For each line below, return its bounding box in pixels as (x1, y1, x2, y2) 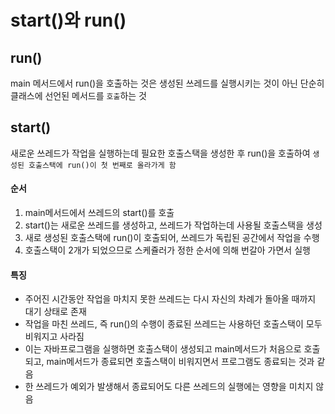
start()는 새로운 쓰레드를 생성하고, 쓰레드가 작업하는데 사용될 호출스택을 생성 (24, 219, 323, 231)
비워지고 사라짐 (24, 331, 85, 343)
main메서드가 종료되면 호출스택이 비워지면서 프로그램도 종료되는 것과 (46, 356, 315, 368)
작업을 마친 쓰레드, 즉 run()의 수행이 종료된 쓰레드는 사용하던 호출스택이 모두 (24, 318, 323, 330)
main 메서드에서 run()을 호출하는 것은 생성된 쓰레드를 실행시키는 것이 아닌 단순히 (10, 77, 325, 89)
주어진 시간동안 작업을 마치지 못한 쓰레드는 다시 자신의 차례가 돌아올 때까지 (24, 293, 317, 305)
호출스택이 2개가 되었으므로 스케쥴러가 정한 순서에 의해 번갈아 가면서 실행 (24, 244, 311, 256)
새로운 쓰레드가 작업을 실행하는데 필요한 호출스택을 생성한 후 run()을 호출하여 (10, 147, 311, 159)
